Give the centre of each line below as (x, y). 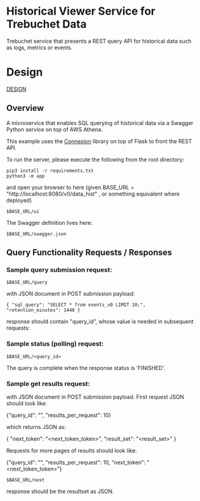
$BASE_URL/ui (23, 211)
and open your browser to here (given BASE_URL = (70, 187)
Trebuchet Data (47, 24)
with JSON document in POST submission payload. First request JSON (95, 397)
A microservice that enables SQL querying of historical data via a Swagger (100, 123)
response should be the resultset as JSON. (60, 491)
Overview (25, 108)
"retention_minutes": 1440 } (43, 310)
